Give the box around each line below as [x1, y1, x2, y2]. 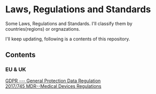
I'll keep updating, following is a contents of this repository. [5, 36, 130, 42]
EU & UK [5, 66, 27, 73]
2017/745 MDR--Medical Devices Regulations [5, 83, 102, 89]
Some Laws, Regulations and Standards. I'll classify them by [5, 20, 132, 27]
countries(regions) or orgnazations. [5, 26, 81, 32]
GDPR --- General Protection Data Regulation [5, 78, 101, 84]
